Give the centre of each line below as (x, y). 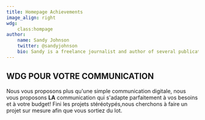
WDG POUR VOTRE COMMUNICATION (80, 76)
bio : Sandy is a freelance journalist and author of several (96, 52)
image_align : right (31, 18)
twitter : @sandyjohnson (48, 46)
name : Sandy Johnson (43, 40)
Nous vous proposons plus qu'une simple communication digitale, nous (96, 91)
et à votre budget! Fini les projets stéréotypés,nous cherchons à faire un (97, 104)
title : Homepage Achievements (45, 12)
